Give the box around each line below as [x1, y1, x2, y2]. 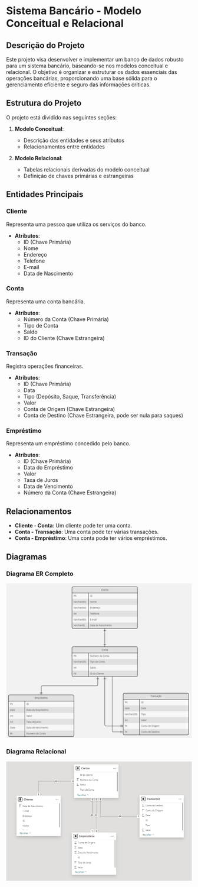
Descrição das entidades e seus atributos [23, 137, 125, 144]
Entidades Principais [6, 189, 84, 199]
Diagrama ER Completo [6, 569, 74, 578]
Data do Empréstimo [23, 464, 74, 471]
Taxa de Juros [23, 477, 58, 484]
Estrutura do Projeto [6, 98, 82, 108]
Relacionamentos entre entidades [23, 143, 105, 150]
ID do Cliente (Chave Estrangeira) [23, 334, 105, 341]
